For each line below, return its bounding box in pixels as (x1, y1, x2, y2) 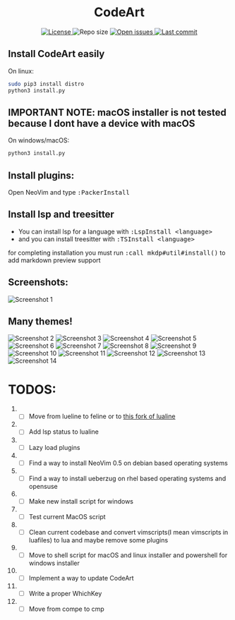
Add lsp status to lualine (28, 427, 100, 436)
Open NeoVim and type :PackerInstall (8, 188, 130, 196)
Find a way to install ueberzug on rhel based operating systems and (28, 474, 227, 482)
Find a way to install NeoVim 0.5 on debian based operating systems (28, 458, 228, 467)
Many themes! (8, 315, 73, 328)
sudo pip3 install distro (8, 80, 84, 87)
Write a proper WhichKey (28, 590, 102, 597)
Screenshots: (8, 276, 69, 288)
